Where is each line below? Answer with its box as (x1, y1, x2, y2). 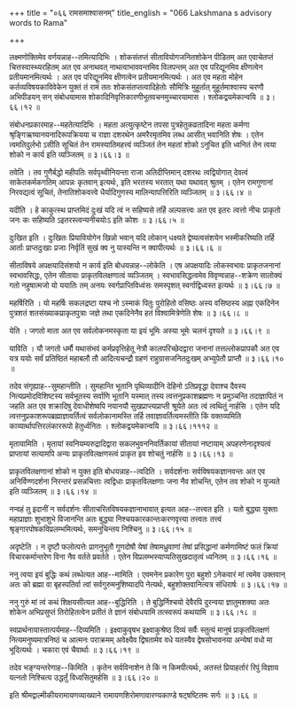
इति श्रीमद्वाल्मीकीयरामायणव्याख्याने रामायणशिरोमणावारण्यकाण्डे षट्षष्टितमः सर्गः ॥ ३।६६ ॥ (9, 690, 257, 700)
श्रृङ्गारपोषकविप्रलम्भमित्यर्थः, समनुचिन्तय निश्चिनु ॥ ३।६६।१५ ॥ (9, 524, 192, 534)
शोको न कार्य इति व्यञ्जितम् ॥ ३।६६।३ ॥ (9, 150, 130, 160)
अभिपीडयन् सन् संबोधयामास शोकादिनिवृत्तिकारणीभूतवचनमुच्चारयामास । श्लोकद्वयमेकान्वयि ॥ (9, 92, 264, 102)
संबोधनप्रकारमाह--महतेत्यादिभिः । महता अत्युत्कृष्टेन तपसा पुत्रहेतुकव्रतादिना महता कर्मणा (9, 120, 250, 129)
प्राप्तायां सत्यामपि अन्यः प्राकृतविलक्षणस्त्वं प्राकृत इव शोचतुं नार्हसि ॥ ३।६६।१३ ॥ (9, 448, 233, 459)
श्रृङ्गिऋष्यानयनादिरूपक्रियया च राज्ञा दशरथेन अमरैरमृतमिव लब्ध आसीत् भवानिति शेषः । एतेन (9, 129, 264, 140)
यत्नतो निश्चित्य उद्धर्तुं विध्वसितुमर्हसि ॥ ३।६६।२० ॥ (9, 673, 159, 682)
